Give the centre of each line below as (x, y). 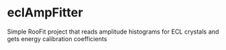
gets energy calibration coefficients (57, 38)
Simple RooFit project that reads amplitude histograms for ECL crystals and (113, 32)
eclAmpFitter (45, 13)
